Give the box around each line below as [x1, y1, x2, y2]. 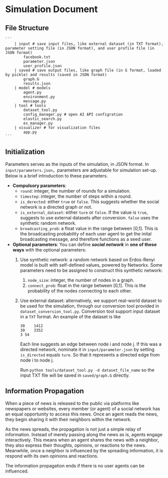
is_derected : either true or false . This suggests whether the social [20, 198, 159, 205]
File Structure [5, 24, 49, 32]
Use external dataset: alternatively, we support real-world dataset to [20, 297, 162, 304]
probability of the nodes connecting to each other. [27, 287, 132, 293]
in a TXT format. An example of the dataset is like [20, 314, 121, 320]
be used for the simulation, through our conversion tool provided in [20, 303, 159, 309]
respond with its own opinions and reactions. [5, 453, 98, 459]
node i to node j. [20, 357, 54, 363]
